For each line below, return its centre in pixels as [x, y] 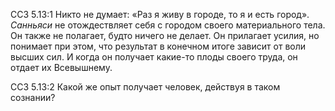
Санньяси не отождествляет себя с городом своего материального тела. [168, 25]
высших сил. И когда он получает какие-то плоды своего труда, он [154, 57]
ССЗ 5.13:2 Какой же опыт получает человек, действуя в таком [145, 87]
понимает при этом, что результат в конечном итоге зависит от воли [158, 46]
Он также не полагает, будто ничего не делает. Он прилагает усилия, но [165, 35]
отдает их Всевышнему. [61, 67]
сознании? [33, 97]
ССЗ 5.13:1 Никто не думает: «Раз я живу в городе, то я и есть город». [160, 14]
